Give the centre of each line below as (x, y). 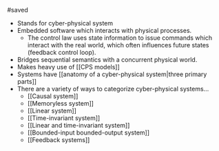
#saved (18, 10)
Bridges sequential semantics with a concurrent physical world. (107, 60)
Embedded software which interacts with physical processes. (104, 31)
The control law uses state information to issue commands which (119, 38)
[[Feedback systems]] (59, 140)
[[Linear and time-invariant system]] (79, 125)
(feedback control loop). (62, 52)
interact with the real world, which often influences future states (118, 45)
